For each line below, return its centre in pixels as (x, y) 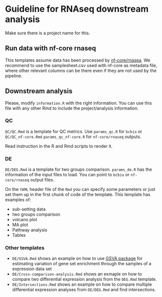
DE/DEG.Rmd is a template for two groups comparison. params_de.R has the (79, 169)
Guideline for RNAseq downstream (77, 9)
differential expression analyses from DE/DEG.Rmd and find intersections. (84, 290)
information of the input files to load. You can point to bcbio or (67, 175)
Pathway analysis (30, 230)
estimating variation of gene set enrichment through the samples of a (82, 264)
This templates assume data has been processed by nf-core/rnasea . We (78, 60)
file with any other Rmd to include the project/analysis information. (72, 108)
